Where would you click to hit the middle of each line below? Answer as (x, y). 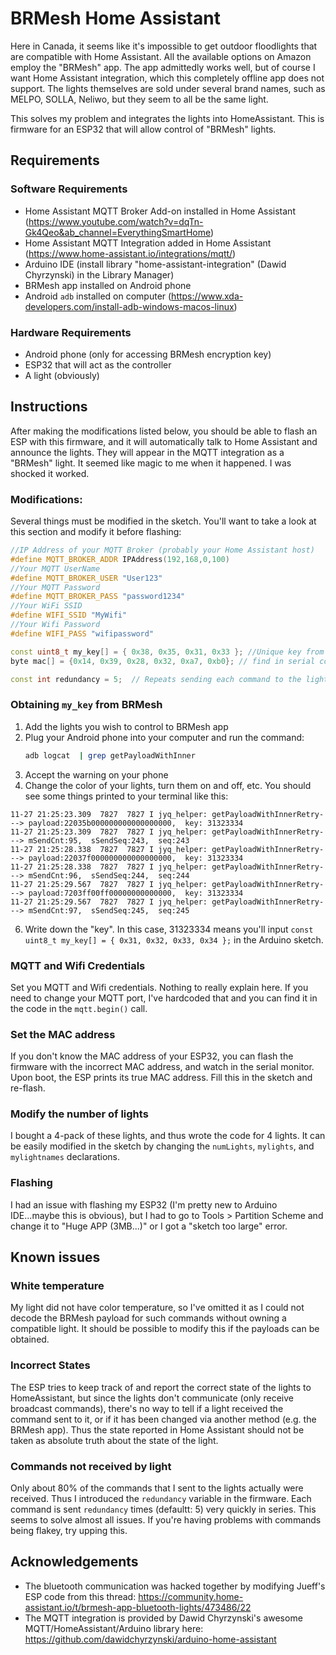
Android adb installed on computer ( (98, 296)
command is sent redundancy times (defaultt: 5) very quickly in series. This (163, 1509)
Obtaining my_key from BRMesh (86, 705)
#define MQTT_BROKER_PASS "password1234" (98, 597)
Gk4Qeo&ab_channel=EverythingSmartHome (118, 232)
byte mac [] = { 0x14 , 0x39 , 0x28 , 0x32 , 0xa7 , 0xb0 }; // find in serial (163, 661)
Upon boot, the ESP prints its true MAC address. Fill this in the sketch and (161, 1078)
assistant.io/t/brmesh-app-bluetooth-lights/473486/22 (138, 1607)
